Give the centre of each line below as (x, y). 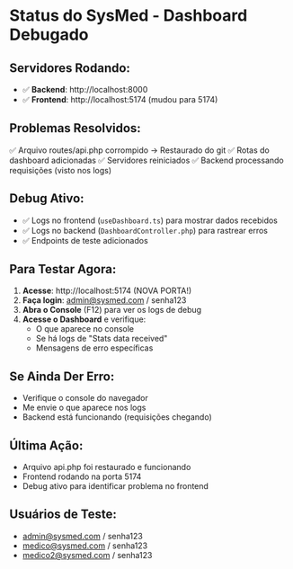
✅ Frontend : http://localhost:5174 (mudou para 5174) (120, 99)
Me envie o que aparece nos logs (84, 408)
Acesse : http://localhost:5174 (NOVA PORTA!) (107, 291)
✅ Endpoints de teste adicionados (85, 240)
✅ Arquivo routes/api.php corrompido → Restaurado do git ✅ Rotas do (139, 150)
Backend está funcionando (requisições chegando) (117, 417)
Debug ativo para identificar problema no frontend (115, 486)
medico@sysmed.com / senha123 (85, 546)
